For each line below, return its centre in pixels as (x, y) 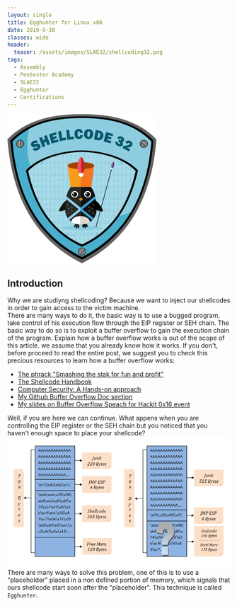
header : (19, 45)
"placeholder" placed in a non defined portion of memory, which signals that (119, 580)
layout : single (30, 15)
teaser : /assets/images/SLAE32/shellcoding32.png (88, 52)
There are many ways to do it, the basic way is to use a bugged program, (114, 316)
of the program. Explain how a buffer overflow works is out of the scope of (116, 338)
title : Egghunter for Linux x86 (55, 22)
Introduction (35, 283)
